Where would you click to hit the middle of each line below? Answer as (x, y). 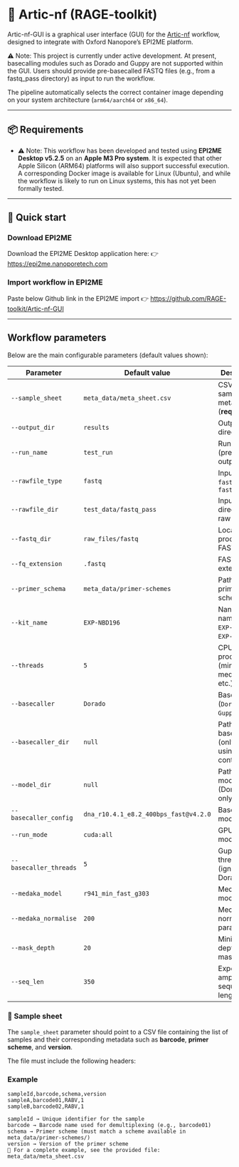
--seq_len (27, 982)
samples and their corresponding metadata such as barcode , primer (108, 1039)
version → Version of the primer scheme (68, 1144)
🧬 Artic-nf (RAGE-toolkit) (83, 15)
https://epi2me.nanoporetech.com (58, 264)
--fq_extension (37, 564)
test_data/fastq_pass (120, 509)
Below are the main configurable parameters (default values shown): (108, 355)
